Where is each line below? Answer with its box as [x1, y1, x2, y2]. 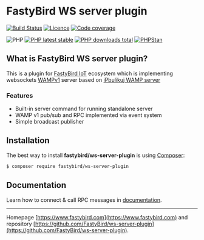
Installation [6, 135, 50, 146]
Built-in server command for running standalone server [15, 105, 153, 113]
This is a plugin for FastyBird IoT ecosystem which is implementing [6, 70, 173, 77]
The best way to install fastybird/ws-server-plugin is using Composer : [6, 152, 185, 159]
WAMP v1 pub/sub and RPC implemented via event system [15, 112, 162, 119]
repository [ [6, 220, 36, 227]
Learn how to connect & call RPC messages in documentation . [6, 196, 162, 204]
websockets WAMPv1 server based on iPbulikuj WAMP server [6, 76, 161, 83]
